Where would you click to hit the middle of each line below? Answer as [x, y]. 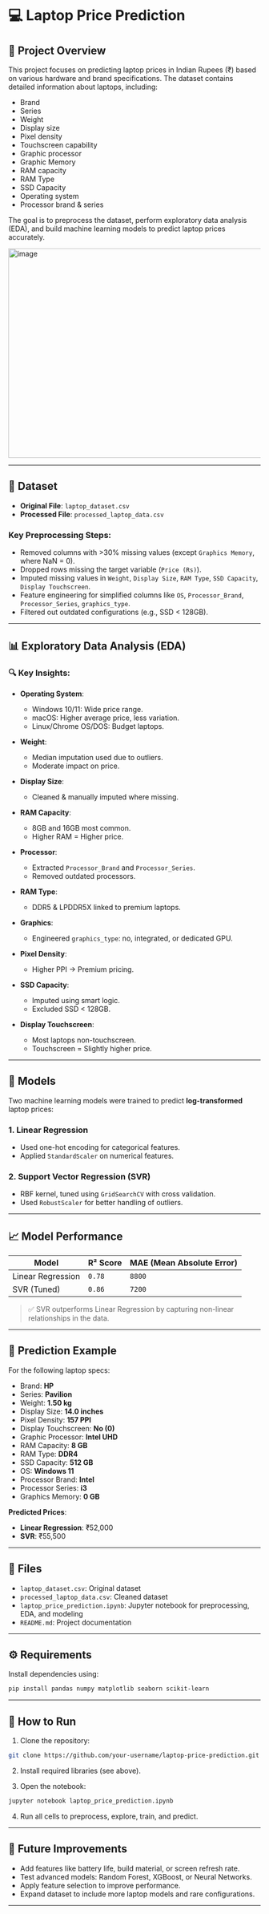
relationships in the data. [68, 1318]
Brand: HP [37, 1386]
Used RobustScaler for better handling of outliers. [101, 1203]
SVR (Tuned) [36, 1289]
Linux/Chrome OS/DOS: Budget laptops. [98, 726]
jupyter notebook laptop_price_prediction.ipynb [91, 1801]
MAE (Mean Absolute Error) [183, 1263]
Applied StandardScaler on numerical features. [97, 1155]
